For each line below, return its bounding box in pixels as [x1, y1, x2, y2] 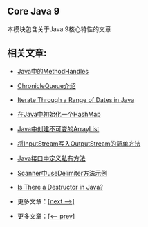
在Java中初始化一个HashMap [17, 110, 102, 118]
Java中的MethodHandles [17, 67, 89, 75]
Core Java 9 [7, 6, 60, 17]
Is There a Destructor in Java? [17, 183, 104, 191]
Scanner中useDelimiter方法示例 [17, 169, 108, 177]
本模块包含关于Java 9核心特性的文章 [7, 24, 111, 33]
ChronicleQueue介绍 [17, 81, 76, 90]
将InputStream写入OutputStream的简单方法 [17, 139, 141, 148]
